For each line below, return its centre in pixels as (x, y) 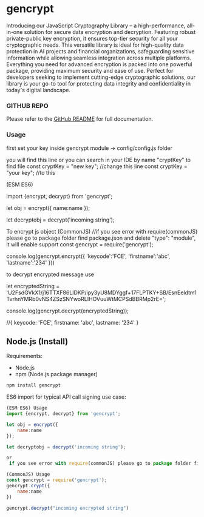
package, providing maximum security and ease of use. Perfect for (90, 70)
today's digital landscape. (39, 90)
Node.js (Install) (37, 341)
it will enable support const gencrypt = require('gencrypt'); (80, 244)
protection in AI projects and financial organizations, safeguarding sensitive (100, 51)
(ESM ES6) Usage (27, 408)
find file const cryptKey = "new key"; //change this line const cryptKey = (97, 166)
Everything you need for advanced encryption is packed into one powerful (99, 64)
